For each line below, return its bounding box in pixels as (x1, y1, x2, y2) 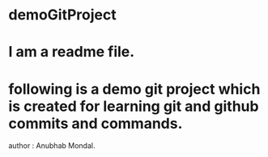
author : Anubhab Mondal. (8, 141, 96, 151)
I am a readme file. (8, 43, 135, 62)
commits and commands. (8, 114, 183, 133)
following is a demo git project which (8, 79, 261, 98)
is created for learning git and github (8, 97, 259, 115)
